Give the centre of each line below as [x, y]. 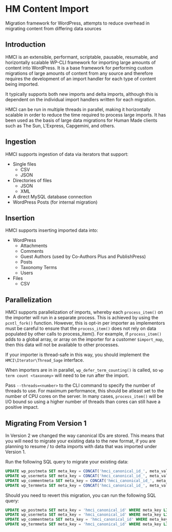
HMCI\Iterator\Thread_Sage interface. [45, 360]
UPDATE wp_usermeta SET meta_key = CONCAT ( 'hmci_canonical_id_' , [76, 476]
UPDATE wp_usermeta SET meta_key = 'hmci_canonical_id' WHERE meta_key [83, 515]
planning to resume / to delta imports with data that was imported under [81, 446]
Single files [25, 164]
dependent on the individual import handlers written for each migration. [81, 99]
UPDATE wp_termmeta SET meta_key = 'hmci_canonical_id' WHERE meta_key [83, 524]
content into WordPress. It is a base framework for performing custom [79, 68]
